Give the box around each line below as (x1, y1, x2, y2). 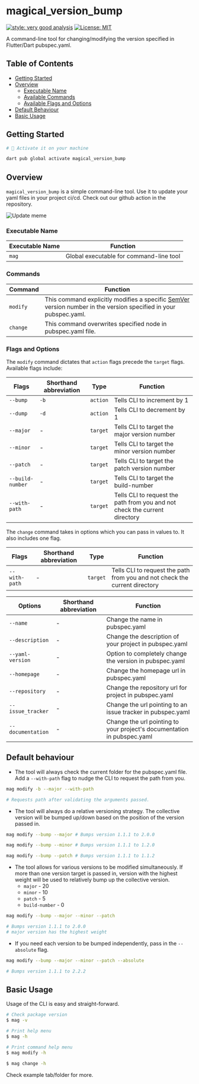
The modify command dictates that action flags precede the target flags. (6, 359, 185, 366)
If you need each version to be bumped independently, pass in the (14, 939, 177, 946)
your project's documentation (106, 725, 189, 733)
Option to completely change (106, 650, 187, 658)
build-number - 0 (23, 901, 65, 909)
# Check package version (6, 1012, 68, 1018)
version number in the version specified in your (44, 302, 176, 311)
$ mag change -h (6, 1060, 46, 1066)
